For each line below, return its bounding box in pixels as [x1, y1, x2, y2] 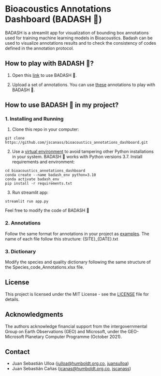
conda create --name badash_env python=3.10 [5, 172, 96, 178]
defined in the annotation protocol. [5, 45, 74, 51]
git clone [5, 136, 25, 141]
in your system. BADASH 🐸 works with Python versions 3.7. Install [12, 154, 143, 160]
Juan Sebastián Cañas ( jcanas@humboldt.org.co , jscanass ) [12, 366, 132, 372]
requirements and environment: [12, 159, 75, 165]
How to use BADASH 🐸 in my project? [5, 101, 119, 109]
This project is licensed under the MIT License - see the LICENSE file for [5, 291, 149, 297]
